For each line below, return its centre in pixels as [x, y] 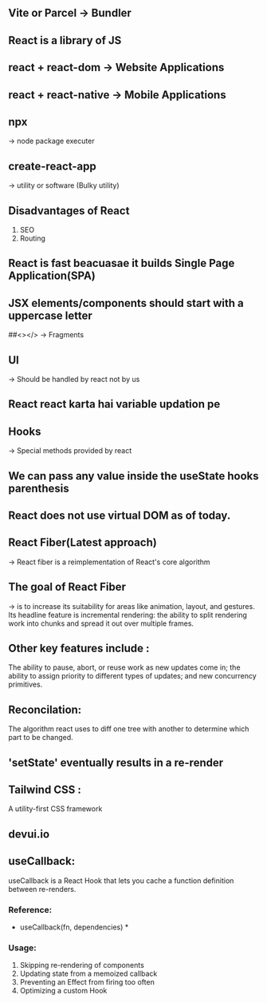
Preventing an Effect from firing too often [87, 982]
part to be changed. [41, 738]
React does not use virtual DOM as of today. [120, 515]
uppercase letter [51, 315]
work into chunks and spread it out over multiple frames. [101, 623]
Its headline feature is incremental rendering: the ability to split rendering [128, 615]
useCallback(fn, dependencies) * [74, 927]
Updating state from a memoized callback [88, 973]
